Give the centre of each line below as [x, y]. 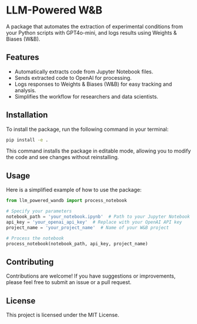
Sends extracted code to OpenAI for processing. [73, 77]
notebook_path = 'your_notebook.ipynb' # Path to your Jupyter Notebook [98, 217]
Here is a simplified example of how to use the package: [74, 190]
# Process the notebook [35, 238]
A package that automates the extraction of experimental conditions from [95, 26]
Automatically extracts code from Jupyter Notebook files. [84, 72]
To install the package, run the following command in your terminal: [87, 129]
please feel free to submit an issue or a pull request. [69, 282]
